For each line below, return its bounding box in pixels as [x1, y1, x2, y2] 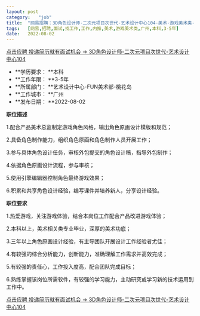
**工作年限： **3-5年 [14, 76, 69, 83]
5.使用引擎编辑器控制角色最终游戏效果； [6, 174, 105, 182]
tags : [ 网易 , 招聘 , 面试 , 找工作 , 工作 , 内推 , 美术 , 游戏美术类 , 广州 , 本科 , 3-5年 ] [6, 25, 179, 32]
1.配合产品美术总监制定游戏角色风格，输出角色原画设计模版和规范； [6, 124, 172, 131]
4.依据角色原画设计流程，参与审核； [6, 162, 95, 169]
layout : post [6, 8, 39, 15]
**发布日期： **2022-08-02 [14, 98, 86, 105]
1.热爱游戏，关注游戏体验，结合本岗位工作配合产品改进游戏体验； [6, 213, 167, 220]
